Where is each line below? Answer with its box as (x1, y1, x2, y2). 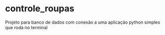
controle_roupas (5, 3, 74, 14)
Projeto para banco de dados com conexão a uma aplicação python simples (5, 19, 160, 25)
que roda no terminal (5, 24, 48, 30)
